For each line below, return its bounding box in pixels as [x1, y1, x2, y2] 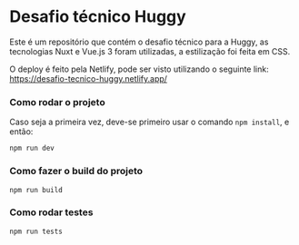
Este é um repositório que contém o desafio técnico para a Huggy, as [9, 36, 269, 47]
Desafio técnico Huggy [9, 6, 186, 27]
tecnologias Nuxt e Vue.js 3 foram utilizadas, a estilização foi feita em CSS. [9, 45, 291, 56]
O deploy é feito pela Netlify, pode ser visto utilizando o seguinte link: [9, 64, 270, 74]
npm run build [9, 185, 64, 194]
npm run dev [9, 143, 55, 153]
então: [9, 126, 34, 137]
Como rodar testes [9, 206, 94, 219]
